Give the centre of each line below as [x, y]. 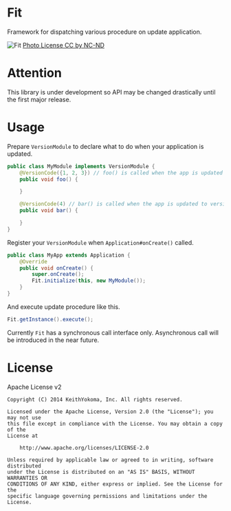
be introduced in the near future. [53, 340]
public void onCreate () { [57, 268]
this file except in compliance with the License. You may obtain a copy [115, 423]
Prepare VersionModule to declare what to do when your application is [106, 146]
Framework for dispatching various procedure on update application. [104, 32]
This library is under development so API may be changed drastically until [111, 92]
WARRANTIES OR [27, 478]
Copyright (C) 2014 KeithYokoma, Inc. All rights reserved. [95, 399]
